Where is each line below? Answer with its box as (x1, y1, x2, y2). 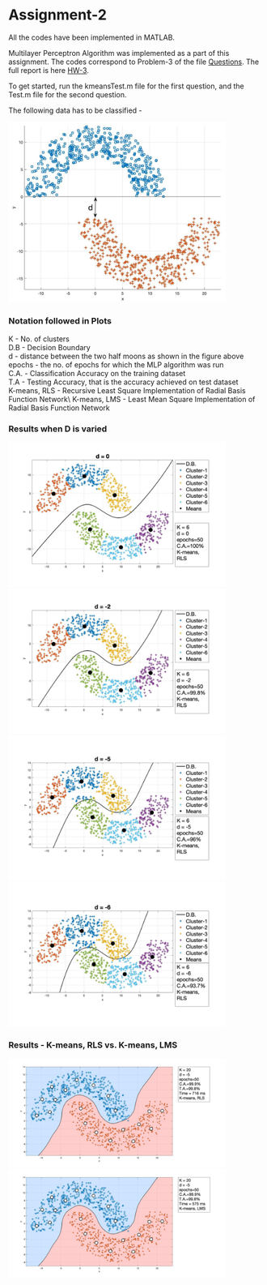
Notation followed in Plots (8, 315, 112, 327)
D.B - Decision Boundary (8, 342, 91, 352)
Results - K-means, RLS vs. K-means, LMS (8, 1039, 178, 1051)
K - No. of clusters (8, 334, 70, 344)
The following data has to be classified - (8, 105, 143, 115)
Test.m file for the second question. (8, 89, 127, 99)
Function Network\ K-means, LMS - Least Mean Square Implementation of (8, 394, 256, 404)
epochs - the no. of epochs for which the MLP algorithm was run (8, 359, 224, 370)
